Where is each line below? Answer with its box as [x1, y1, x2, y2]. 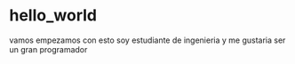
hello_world [9, 5, 98, 26]
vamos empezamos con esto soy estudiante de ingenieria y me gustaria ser [9, 35, 286, 45]
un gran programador [9, 44, 88, 54]
